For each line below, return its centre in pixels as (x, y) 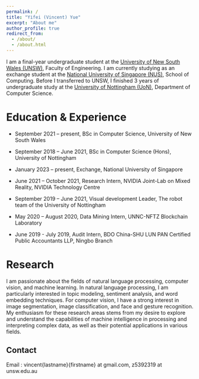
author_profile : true (33, 28)
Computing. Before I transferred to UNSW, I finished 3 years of (83, 80)
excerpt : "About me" (32, 23)
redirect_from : (25, 34)
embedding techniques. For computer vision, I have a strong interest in (93, 300)
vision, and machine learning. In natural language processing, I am (87, 287)
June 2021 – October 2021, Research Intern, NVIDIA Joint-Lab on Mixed (102, 181)
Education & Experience (66, 117)
